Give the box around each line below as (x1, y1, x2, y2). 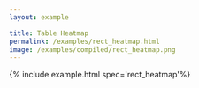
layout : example (9, 12, 69, 22)
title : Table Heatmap (9, 28, 89, 38)
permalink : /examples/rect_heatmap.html (9, 37, 161, 46)
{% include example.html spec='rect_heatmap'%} (9, 70, 191, 80)
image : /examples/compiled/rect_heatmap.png (9, 45, 176, 54)
